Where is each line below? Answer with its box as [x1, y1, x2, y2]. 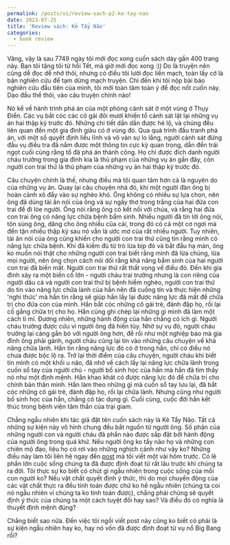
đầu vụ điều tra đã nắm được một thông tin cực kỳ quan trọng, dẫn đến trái [7, 141, 218, 149]
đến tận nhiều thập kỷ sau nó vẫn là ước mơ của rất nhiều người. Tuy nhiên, [7, 227, 220, 236]
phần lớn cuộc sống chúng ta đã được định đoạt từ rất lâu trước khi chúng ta [7, 460, 223, 468]
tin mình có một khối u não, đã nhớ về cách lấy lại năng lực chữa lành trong [7, 359, 220, 367]
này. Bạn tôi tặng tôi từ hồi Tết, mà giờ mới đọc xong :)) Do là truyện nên [7, 62, 211, 70]
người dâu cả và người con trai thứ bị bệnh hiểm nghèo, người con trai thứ [7, 278, 215, 287]
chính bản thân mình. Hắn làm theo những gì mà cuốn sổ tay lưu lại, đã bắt [7, 381, 218, 389]
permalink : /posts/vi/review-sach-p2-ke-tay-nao [7, 10, 149, 17]
